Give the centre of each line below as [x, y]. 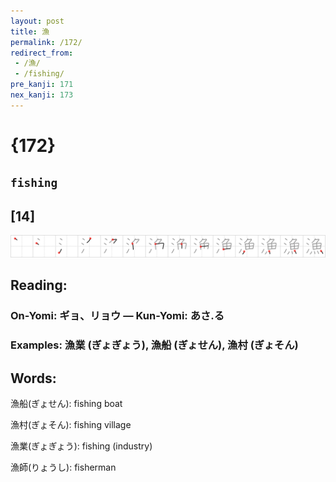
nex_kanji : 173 [42, 95]
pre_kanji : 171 [42, 85]
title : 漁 [30, 31]
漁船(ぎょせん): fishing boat [66, 404]
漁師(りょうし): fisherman [63, 467]
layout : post [37, 21]
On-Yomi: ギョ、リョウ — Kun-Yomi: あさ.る [117, 316]
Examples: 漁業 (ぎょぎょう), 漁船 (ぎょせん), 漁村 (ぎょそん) [154, 345]
